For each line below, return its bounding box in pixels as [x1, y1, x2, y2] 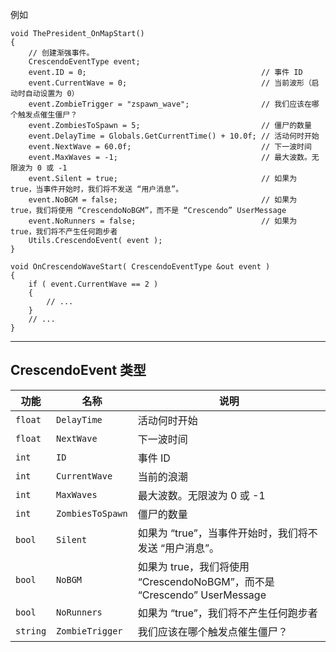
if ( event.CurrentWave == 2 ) [28, 279, 159, 289]
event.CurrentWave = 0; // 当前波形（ [28, 78, 312, 88]
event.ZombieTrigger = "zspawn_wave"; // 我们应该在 [28, 99, 312, 109]
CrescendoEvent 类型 [10, 362, 147, 379]
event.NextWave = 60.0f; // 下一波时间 [28, 142, 312, 152]
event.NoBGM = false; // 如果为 [28, 195, 298, 205]
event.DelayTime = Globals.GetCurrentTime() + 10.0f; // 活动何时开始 [28, 131, 320, 141]
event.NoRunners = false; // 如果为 [28, 216, 298, 226]
